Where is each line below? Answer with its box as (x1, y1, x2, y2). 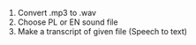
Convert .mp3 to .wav (17, 8, 97, 18)
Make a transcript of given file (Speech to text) (17, 26, 188, 36)
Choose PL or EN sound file (17, 17, 118, 27)
